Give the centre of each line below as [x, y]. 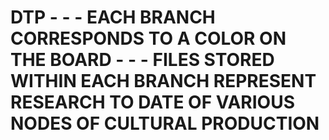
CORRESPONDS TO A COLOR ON [148, 38]
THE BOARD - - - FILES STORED [142, 60]
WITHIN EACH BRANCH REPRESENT [163, 81]
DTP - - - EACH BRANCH [113, 17]
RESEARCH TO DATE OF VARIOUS [152, 102]
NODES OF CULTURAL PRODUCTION [165, 123]
